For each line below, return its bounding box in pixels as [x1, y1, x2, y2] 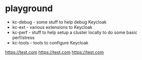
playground [5, 3, 53, 14]
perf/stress [12, 35, 35, 40]
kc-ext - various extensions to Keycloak [12, 24, 93, 30]
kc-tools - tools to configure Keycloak [12, 40, 89, 45]
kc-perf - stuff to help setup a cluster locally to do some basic [12, 29, 138, 35]
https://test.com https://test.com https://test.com [5, 49, 104, 55]
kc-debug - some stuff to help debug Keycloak [12, 19, 107, 25]
